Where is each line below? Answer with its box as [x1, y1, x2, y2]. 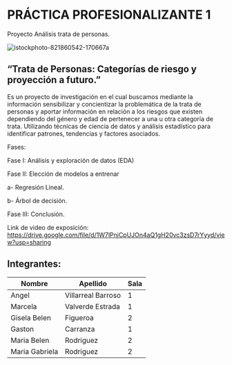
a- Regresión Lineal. [7, 183, 64, 191]
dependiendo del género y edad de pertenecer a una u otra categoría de [7, 114, 214, 123]
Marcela [10, 301, 37, 311]
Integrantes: [7, 258, 61, 270]
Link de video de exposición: [7, 223, 89, 231]
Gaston [10, 324, 35, 334]
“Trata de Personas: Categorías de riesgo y [7, 63, 197, 75]
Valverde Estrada [64, 301, 121, 311]
